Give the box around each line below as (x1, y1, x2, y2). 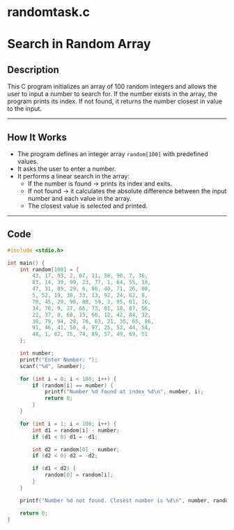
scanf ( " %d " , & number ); (19, 363, 86, 370)
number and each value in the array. (27, 195, 132, 202)
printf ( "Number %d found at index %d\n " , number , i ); (44, 388, 204, 395)
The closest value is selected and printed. (27, 202, 148, 210)
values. (17, 158, 38, 165)
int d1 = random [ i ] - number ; (32, 427, 120, 434)
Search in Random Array (7, 36, 151, 52)
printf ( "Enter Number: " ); (19, 356, 98, 363)
